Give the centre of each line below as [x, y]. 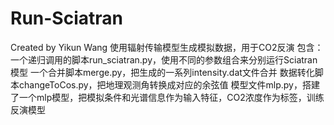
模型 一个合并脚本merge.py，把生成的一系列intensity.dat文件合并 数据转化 [162, 72]
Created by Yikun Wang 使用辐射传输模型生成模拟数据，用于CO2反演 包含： [167, 47]
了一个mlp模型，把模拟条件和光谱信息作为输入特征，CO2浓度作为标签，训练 [167, 97]
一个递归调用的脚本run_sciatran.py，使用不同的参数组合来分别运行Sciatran [164, 59]
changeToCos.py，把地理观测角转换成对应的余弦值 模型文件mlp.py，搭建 [169, 84]
